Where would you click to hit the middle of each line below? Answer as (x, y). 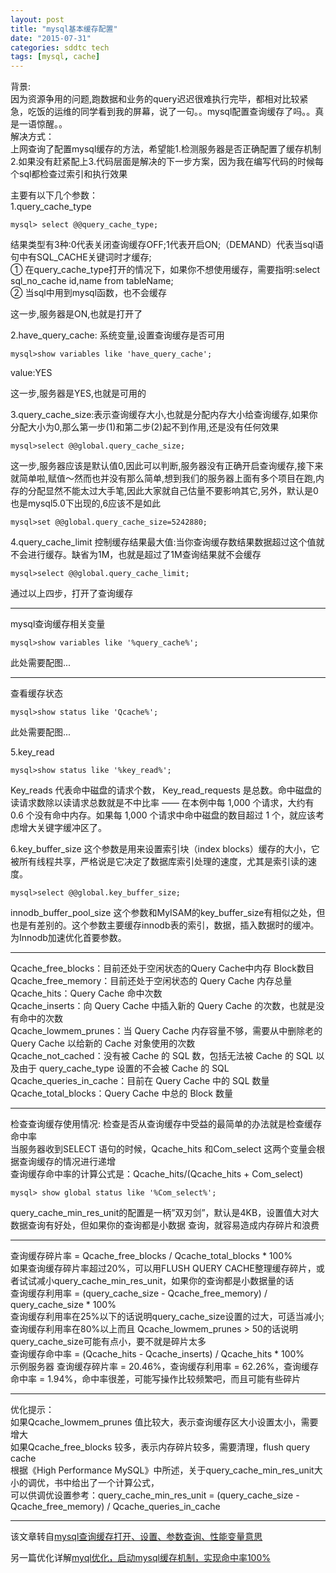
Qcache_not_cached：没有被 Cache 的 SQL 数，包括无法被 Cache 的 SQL (162, 1056)
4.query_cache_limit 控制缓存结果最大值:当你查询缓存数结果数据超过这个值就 (167, 542)
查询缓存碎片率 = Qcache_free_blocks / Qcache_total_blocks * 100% (151, 1256)
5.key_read (32, 752)
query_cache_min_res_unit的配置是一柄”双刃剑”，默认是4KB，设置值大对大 (165, 1213)
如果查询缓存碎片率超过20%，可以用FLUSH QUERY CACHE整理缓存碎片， (163, 1268)
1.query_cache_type (51, 207)
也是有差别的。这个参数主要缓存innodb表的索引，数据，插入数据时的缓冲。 (165, 925)
